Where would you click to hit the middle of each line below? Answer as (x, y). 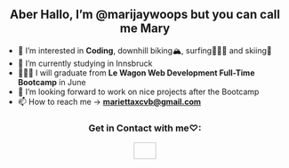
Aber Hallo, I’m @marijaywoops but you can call (145, 15)
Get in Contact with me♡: (145, 128)
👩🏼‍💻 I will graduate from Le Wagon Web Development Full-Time (136, 72)
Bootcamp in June (52, 82)
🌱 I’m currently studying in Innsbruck (85, 63)
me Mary (145, 29)
